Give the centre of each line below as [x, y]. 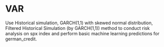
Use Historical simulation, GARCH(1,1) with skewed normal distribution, [79, 23]
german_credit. [21, 39]
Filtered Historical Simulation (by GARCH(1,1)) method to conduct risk [78, 28]
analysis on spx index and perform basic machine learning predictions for [82, 33]
